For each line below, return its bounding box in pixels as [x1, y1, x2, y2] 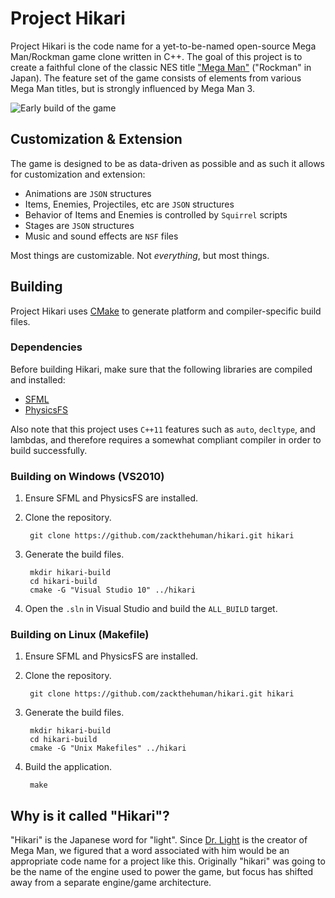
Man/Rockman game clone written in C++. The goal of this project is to [10, 50, 303, 62]
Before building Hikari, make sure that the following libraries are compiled [10, 363, 313, 375]
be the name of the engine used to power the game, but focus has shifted [10, 866, 314, 878]
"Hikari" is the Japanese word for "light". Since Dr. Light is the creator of [10, 834, 308, 846]
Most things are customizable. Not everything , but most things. [10, 249, 270, 261]
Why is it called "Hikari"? [10, 807, 170, 824]
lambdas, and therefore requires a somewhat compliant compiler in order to [10, 433, 322, 446]
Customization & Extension [10, 131, 183, 148]
